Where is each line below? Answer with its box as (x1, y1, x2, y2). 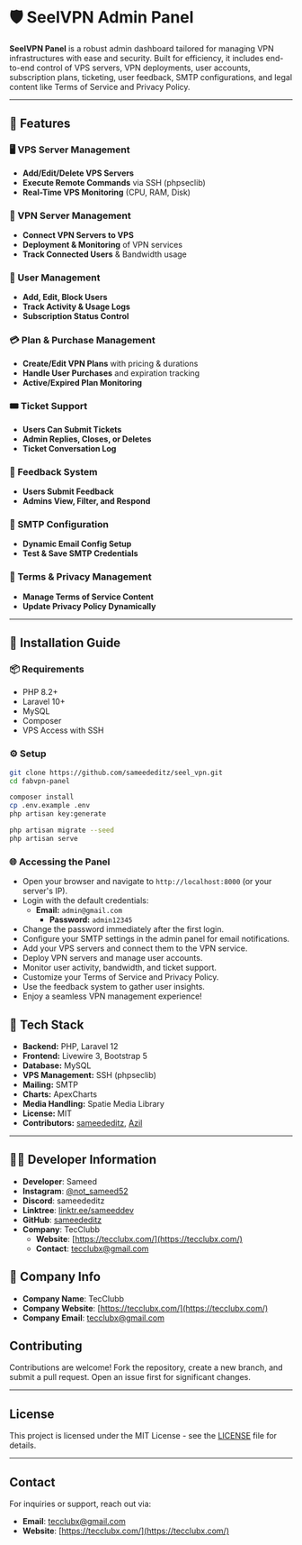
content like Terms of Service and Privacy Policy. (9, 81, 191, 92)
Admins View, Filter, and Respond (22, 496, 151, 507)
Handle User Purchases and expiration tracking (22, 367, 200, 379)
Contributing (9, 1338, 83, 1353)
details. (9, 1440, 37, 1451)
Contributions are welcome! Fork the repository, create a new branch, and (9, 1362, 283, 1373)
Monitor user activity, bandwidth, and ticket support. (22, 962, 218, 974)
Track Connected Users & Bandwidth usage (22, 249, 187, 260)
